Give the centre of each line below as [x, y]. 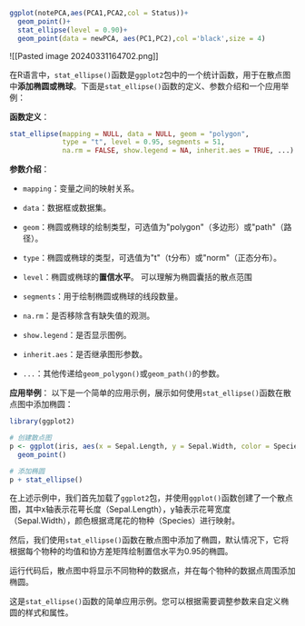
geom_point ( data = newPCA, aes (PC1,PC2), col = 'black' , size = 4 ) [142, 38]
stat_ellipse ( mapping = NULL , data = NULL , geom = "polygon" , [129, 134]
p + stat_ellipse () [46, 480]
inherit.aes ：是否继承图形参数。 [85, 354]
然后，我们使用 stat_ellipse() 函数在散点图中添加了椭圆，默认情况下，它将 [149, 540]
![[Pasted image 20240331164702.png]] [84, 55]
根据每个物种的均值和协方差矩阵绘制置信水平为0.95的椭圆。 [121, 551]
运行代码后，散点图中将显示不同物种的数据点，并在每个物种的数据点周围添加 [152, 571]
